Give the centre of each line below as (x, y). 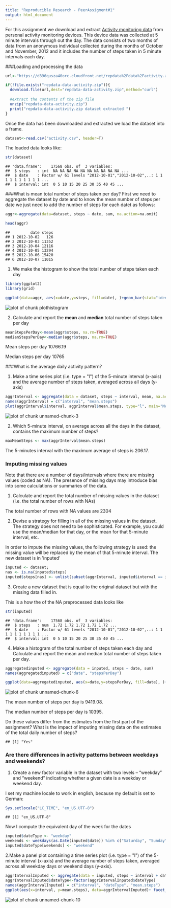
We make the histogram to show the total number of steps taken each (85, 269)
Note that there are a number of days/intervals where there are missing (80, 475)
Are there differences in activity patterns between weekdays (82, 755)
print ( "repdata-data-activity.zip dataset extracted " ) (70, 109)
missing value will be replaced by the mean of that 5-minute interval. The (82, 552)
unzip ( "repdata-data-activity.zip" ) (49, 104)
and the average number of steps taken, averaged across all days (81, 382)
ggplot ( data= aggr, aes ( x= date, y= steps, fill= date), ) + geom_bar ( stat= (81, 298)
